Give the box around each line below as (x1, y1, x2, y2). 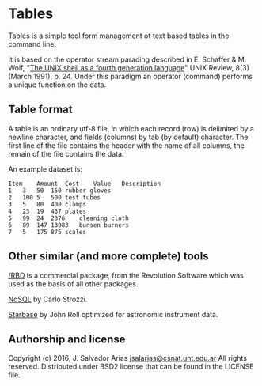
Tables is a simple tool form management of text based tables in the (8, 31, 230, 40)
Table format (8, 103, 73, 116)
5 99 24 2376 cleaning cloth (8, 214, 129, 222)
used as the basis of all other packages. (8, 278, 139, 289)
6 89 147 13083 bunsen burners (8, 221, 129, 229)
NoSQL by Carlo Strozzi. (8, 294, 88, 304)
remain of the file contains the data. (8, 149, 124, 158)
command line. (8, 39, 57, 48)
